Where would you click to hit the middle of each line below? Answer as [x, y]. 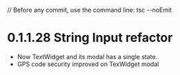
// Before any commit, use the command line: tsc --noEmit [90, 10]
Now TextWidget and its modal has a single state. [87, 56]
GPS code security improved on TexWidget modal [88, 64]
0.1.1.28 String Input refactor [90, 38]
